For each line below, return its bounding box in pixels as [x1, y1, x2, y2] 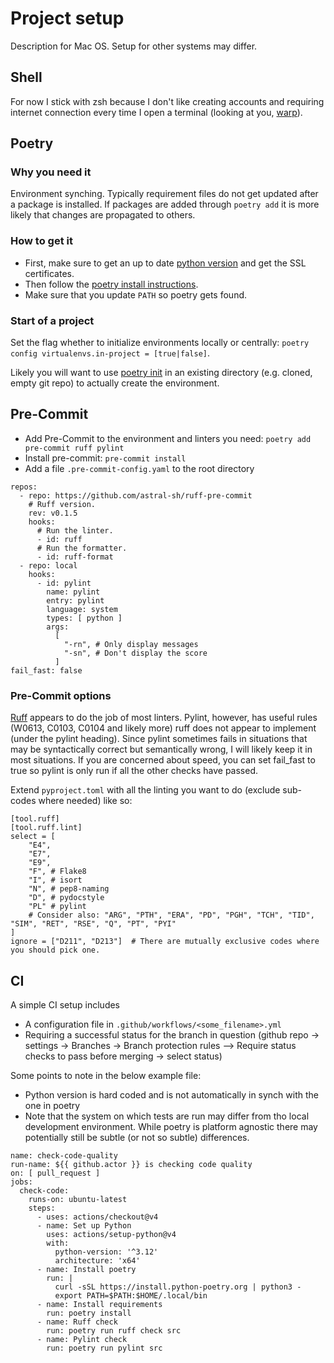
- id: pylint [36, 578, 92, 588]
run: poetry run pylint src [46, 1343, 163, 1353]
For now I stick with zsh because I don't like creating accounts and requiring [10, 95, 325, 107]
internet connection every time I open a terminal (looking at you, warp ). [10, 106, 303, 118]
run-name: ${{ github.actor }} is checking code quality [10, 1159, 253, 1169]
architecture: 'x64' [54, 1255, 141, 1266]
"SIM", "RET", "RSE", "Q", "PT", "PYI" [10, 919, 177, 929]
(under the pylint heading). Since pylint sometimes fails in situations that [10, 733, 308, 745]
